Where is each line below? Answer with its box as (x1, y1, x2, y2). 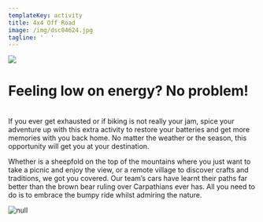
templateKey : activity (8, 11, 83, 20)
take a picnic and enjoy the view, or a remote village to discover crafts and (8, 165, 250, 175)
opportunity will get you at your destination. (8, 142, 150, 151)
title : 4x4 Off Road (8, 19, 76, 27)
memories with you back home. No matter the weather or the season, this (8, 133, 247, 142)
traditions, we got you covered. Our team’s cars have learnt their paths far (8, 174, 248, 183)
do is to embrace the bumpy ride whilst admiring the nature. (8, 191, 202, 200)
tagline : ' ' (8, 33, 55, 42)
